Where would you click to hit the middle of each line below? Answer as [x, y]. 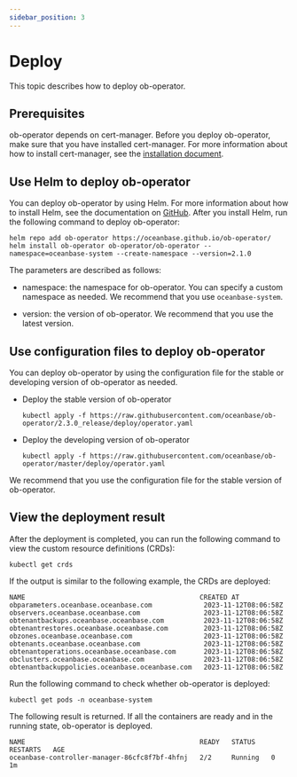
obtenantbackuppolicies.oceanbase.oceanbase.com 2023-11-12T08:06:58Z [146, 667]
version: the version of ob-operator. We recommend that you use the [148, 314]
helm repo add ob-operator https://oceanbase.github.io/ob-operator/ [141, 239]
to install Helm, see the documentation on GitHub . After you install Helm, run [148, 213]
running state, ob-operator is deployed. [81, 726]
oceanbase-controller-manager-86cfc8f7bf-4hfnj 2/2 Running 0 [142, 757]
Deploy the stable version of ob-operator [97, 399]
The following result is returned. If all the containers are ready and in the [141, 716]
